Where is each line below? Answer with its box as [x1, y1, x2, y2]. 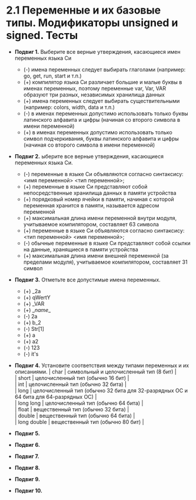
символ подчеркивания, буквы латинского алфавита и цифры [23, 135, 180, 142]
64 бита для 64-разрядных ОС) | [14, 393, 97, 400]
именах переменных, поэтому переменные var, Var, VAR [23, 85, 167, 92]
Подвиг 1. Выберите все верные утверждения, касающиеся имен [14, 48, 181, 55]
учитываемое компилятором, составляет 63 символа [23, 220, 159, 228]
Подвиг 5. [14, 430, 40, 437]
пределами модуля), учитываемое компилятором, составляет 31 [23, 258, 188, 265]
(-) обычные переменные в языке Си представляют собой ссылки [23, 239, 191, 246]
